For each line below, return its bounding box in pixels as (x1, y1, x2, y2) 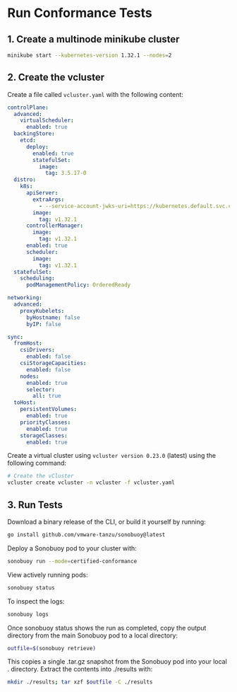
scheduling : (20, 275, 55, 282)
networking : (7, 294, 42, 301)
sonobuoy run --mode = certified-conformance (7, 558, 138, 565)
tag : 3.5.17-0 (44, 170, 87, 177)
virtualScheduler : (20, 117, 74, 125)
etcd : (20, 137, 37, 144)
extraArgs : (32, 196, 65, 203)
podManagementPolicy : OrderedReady (25, 282, 131, 289)
